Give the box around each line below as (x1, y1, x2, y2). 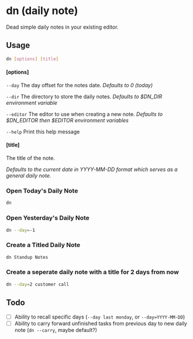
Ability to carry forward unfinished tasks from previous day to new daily (14, 320, 187, 327)
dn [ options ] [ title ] (6, 56, 59, 62)
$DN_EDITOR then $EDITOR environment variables (6, 117, 129, 124)
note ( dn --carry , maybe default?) (14, 326, 98, 333)
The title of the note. (6, 155, 56, 162)
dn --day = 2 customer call (6, 281, 69, 287)
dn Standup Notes (6, 254, 49, 260)
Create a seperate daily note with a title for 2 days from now (6, 268, 180, 276)
